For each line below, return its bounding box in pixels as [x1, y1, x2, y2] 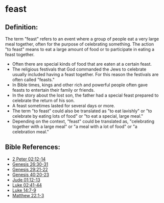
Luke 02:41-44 [12, 182, 42, 188]
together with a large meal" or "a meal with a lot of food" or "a [12, 124, 138, 129]
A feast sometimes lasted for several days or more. [12, 103, 115, 108]
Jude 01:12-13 [12, 177, 41, 182]
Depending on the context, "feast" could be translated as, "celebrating [12, 119, 155, 124]
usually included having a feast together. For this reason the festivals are [12, 72, 159, 77]
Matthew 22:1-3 [12, 192, 44, 198]
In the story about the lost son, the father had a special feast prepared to [12, 92, 159, 98]
